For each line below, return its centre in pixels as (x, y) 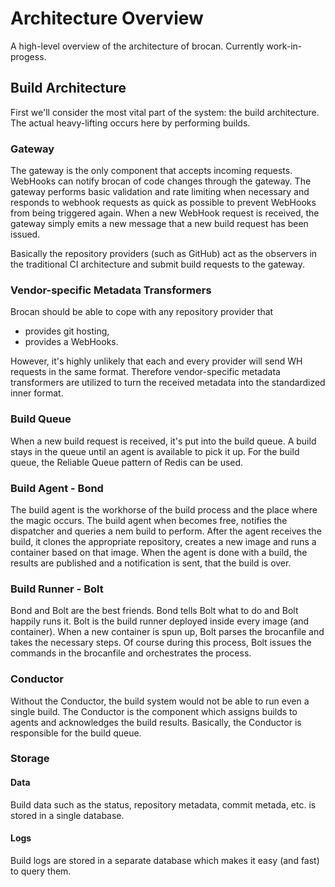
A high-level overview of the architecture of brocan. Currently (137, 46)
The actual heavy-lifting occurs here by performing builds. (130, 123)
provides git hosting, (67, 331)
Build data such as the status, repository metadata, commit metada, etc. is (163, 804)
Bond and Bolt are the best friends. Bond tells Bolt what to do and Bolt (154, 611)
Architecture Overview (107, 18)
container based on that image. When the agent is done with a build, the (159, 552)
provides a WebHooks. (71, 342)
